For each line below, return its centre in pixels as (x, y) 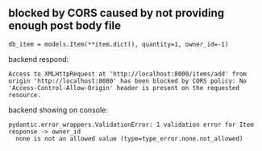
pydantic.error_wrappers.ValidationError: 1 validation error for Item (131, 124)
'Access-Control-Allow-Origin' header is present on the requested (124, 88)
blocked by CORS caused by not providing (116, 13)
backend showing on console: (58, 110)
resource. (25, 95)
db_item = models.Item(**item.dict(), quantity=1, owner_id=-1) (119, 44)
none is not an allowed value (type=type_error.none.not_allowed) (129, 139)
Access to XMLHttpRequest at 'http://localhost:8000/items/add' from (128, 74)
